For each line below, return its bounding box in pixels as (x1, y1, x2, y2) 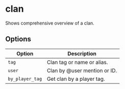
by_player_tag (8, 76, 42, 82)
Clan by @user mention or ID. (46, 67, 117, 74)
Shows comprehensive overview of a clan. (5, 20, 94, 26)
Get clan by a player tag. (46, 75, 106, 82)
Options (5, 35, 32, 43)
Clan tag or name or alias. (46, 58, 108, 65)
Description (67, 50, 97, 57)
